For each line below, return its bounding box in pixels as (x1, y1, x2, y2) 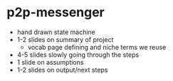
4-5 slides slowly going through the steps (16, 50, 140, 59)
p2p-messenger (6, 4, 105, 21)
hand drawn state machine (16, 28, 95, 36)
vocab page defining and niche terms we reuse (27, 43, 167, 51)
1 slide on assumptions (16, 58, 84, 66)
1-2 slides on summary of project (16, 35, 114, 43)
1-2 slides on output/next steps (16, 65, 108, 74)
